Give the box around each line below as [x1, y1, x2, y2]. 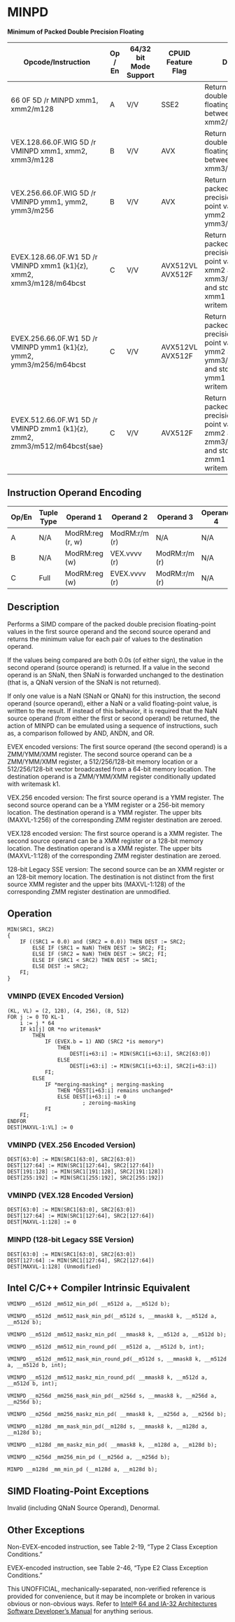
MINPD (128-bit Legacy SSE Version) [7, 1235, 134, 1244]
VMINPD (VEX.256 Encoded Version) [7, 1140, 136, 1150]
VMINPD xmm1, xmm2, [10, 146, 88, 156]
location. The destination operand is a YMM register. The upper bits [7, 808, 202, 816]
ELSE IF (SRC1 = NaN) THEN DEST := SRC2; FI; [32, 944, 168, 951]
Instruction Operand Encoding [7, 487, 142, 499]
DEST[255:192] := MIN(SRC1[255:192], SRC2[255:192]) [7, 1174, 164, 1181]
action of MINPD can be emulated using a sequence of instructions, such [7, 721, 218, 729]
